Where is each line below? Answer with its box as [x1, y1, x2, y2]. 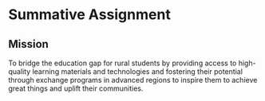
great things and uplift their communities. [8, 84, 144, 93]
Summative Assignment [8, 6, 172, 24]
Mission [8, 37, 49, 51]
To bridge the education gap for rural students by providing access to [8, 58, 237, 68]
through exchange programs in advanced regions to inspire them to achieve [8, 76, 258, 84]
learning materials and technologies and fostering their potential [32, 67, 243, 76]
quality [8, 67, 31, 76]
